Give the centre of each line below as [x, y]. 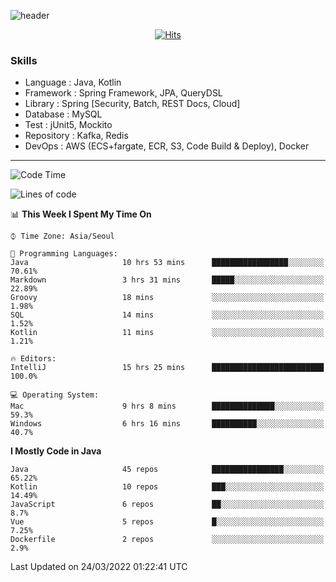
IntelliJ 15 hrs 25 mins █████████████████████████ [167, 368]
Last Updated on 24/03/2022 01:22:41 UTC [99, 567]
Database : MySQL [63, 114]
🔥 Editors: [33, 359]
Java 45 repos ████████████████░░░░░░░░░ [167, 470]
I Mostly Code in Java [56, 451]
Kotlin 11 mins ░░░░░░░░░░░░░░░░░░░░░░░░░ [167, 333]
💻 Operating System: [55, 395]
